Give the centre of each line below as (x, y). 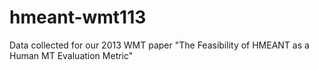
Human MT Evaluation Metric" (71, 55)
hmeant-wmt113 (78, 17)
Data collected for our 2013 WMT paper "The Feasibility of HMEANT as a (159, 45)
